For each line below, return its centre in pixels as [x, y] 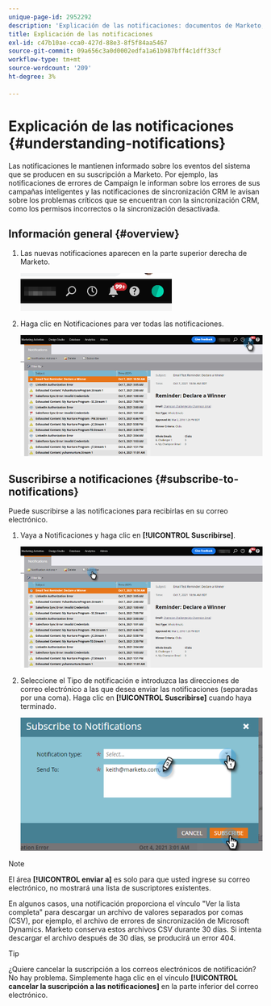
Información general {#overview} [94, 234]
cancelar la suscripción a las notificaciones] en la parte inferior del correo [133, 987]
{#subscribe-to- [197, 479]
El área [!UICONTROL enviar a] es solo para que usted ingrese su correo [129, 879]
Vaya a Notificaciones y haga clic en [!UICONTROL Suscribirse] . [127, 535]
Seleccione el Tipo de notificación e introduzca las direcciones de [129, 681]
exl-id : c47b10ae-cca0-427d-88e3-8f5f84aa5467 [88, 43]
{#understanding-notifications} [117, 143]
